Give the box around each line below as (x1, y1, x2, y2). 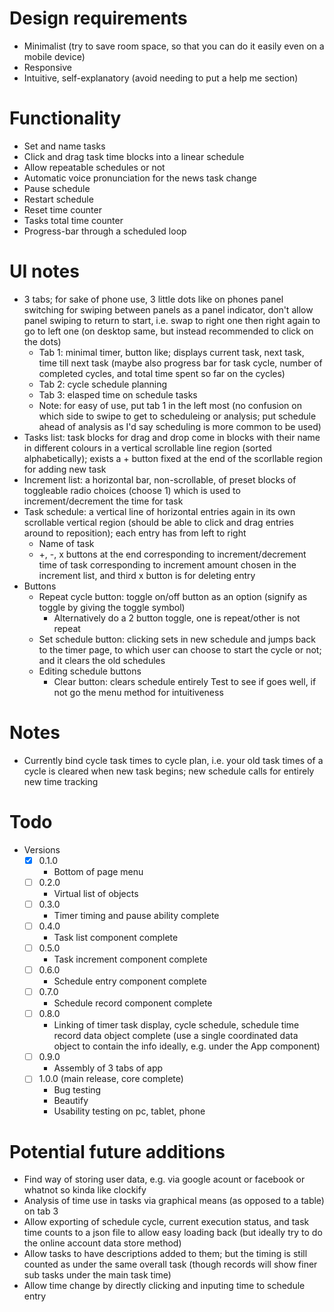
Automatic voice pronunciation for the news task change (23, 172, 257, 184)
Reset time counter (23, 203, 102, 216)
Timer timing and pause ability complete (53, 909, 220, 921)
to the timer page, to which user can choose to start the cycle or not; (38, 643, 322, 656)
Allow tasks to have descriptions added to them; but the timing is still (23, 1248, 308, 1260)
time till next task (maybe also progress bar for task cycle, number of (38, 357, 323, 369)
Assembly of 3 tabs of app (53, 1062, 164, 1074)
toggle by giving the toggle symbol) (38, 601, 186, 613)
